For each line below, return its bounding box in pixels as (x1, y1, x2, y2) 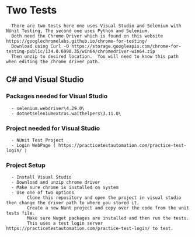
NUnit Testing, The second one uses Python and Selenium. (6, 28, 150, 34)
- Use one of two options (11, 190, 75, 196)
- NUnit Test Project (11, 137, 64, 143)
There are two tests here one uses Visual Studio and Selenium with (11, 23, 182, 29)
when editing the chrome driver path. (6, 59, 100, 64)
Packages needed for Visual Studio (6, 92, 108, 100)
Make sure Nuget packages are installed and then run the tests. (27, 215, 190, 221)
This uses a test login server (27, 221, 103, 226)
